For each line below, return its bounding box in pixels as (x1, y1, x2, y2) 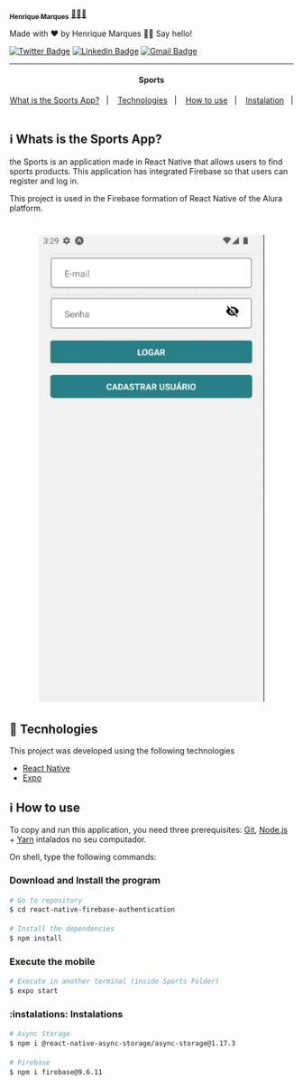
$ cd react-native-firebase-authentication (9, 905, 176, 914)
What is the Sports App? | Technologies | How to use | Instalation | (9, 95, 294, 106)
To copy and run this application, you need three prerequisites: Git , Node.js (9, 825, 289, 836)
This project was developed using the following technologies (9, 745, 235, 756)
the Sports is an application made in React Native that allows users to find (9, 156, 283, 167)
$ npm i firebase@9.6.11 (9, 1067, 103, 1077)
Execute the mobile (9, 955, 96, 968)
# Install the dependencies (9, 924, 115, 933)
